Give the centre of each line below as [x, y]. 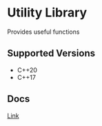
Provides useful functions [43, 32]
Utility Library [47, 13]
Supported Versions [51, 53]
